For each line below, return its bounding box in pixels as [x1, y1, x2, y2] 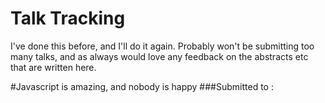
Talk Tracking [10, 7, 126, 30]
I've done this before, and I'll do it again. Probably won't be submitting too [10, 40, 315, 52]
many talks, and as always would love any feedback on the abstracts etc [10, 50, 309, 62]
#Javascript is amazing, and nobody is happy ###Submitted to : [10, 80, 274, 92]
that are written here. [10, 61, 97, 73]
